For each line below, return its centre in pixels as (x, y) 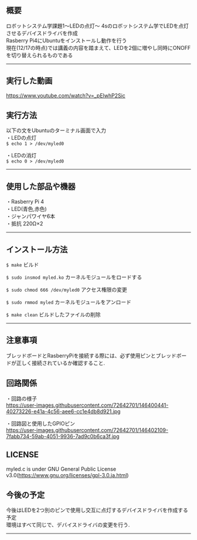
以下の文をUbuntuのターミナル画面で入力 (56, 130)
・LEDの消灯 (21, 156)
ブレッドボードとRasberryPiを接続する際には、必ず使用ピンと (81, 355)
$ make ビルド (23, 265)
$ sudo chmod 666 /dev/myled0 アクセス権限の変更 (67, 290)
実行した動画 (29, 81)
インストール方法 (37, 249)
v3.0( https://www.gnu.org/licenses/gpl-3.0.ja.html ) (67, 475)
